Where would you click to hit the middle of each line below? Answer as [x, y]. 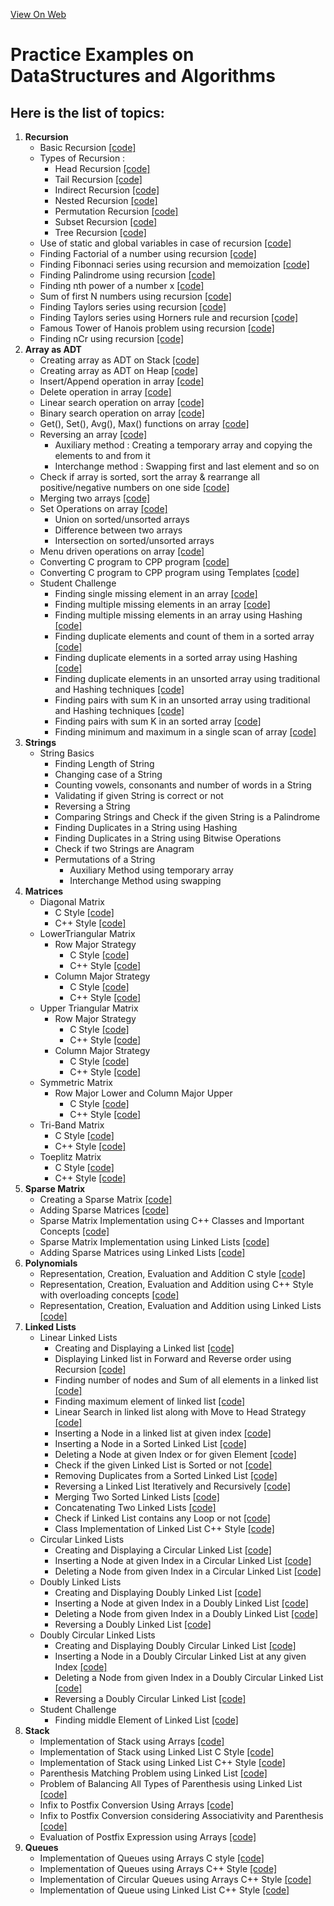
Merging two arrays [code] [95, 498]
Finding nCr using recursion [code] [111, 338]
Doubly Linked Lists [80, 1582]
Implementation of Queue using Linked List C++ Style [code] [164, 1890]
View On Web [38, 14]
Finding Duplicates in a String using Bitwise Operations [168, 838]
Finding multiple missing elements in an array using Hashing [178, 615]
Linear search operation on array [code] [122, 402]
